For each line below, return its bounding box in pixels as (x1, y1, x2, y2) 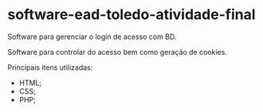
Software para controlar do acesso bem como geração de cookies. (7, 47, 228, 56)
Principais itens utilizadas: (7, 62, 93, 72)
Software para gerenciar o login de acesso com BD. (7, 32, 177, 41)
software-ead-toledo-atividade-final (7, 6, 256, 24)
